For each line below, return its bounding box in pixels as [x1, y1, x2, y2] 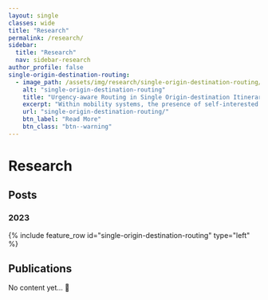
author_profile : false [8, 64, 84, 72]
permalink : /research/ [8, 33, 84, 42]
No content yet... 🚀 [8, 283, 70, 293]
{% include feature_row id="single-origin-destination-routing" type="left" [8, 230, 250, 240]
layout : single [8, 11, 59, 20]
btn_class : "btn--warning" [22, 123, 112, 131]
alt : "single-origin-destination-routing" [22, 85, 166, 94]
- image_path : [15, 78, 62, 86]
